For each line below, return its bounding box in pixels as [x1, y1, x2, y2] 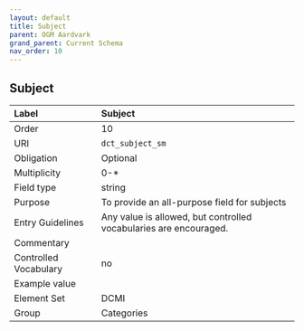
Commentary [14, 236, 70, 249]
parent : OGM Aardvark [9, 30, 91, 39]
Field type [14, 181, 57, 194]
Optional [100, 151, 138, 164]
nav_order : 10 [9, 47, 63, 56]
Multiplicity [14, 166, 62, 179]
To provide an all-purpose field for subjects [100, 195, 287, 208]
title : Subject [9, 22, 67, 31]
